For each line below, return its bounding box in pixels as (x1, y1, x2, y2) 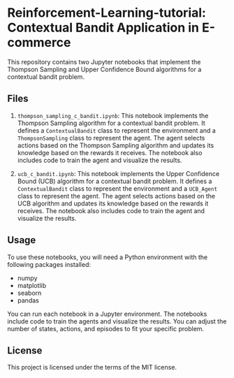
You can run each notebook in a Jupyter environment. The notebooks (7, 310, 207, 318)
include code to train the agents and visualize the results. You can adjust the (7, 317, 227, 326)
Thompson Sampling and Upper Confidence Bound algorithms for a (7, 65, 202, 73)
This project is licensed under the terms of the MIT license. (7, 363, 177, 372)
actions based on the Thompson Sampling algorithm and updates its (17, 141, 214, 150)
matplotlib (17, 281, 47, 289)
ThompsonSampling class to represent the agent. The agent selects (17, 133, 205, 142)
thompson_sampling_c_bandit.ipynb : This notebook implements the (17, 111, 209, 119)
